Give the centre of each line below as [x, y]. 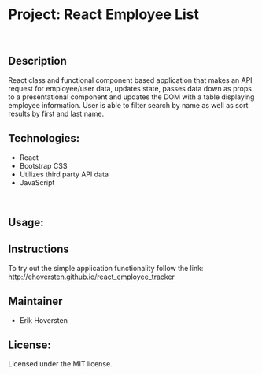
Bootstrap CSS [43, 165]
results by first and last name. [56, 113]
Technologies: [44, 138]
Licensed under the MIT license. [60, 364]
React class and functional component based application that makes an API [131, 80]
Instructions [39, 249]
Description [37, 61]
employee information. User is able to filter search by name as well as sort [128, 105]
